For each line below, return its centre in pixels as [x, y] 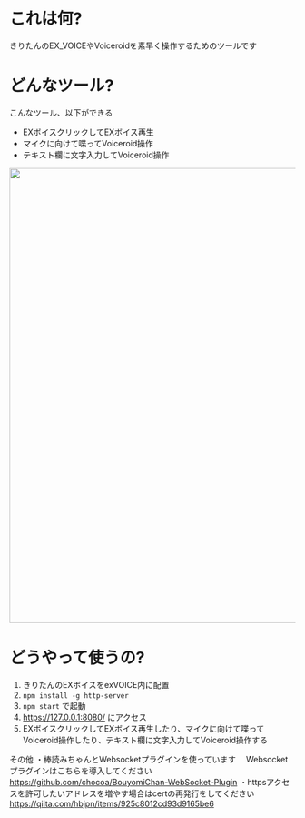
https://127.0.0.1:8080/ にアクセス [84, 717]
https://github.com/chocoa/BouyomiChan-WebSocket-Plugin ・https [138, 782]
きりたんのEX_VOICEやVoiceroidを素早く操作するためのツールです [133, 45]
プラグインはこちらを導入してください [81, 771]
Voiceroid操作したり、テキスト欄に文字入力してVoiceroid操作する [145, 740]
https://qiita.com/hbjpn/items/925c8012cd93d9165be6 [112, 803]
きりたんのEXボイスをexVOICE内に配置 [96, 684]
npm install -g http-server [75, 696]
